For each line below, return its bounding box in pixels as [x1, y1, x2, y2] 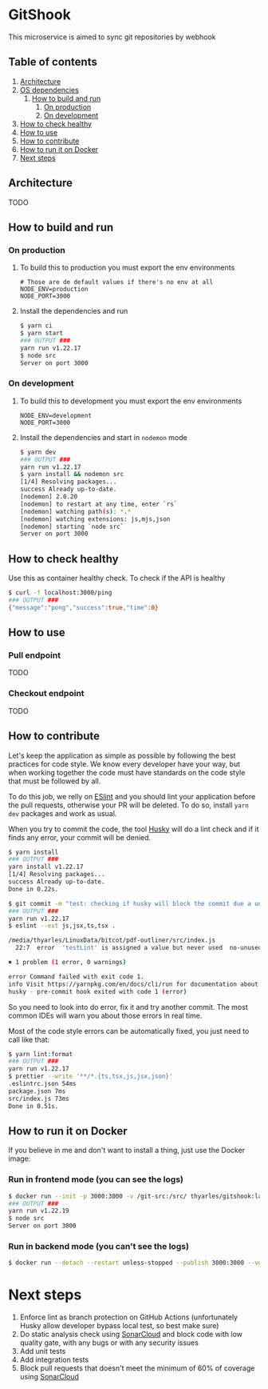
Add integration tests [19, 1355, 89, 1365]
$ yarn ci [19, 322, 53, 330]
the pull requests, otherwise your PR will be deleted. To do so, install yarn [8, 800, 249, 810]
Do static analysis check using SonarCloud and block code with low [19, 1330, 243, 1339]
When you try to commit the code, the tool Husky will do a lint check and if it [8, 824, 259, 834]
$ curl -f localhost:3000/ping [8, 589, 112, 597]
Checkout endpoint [8, 688, 85, 699]
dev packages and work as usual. [8, 808, 117, 818]
